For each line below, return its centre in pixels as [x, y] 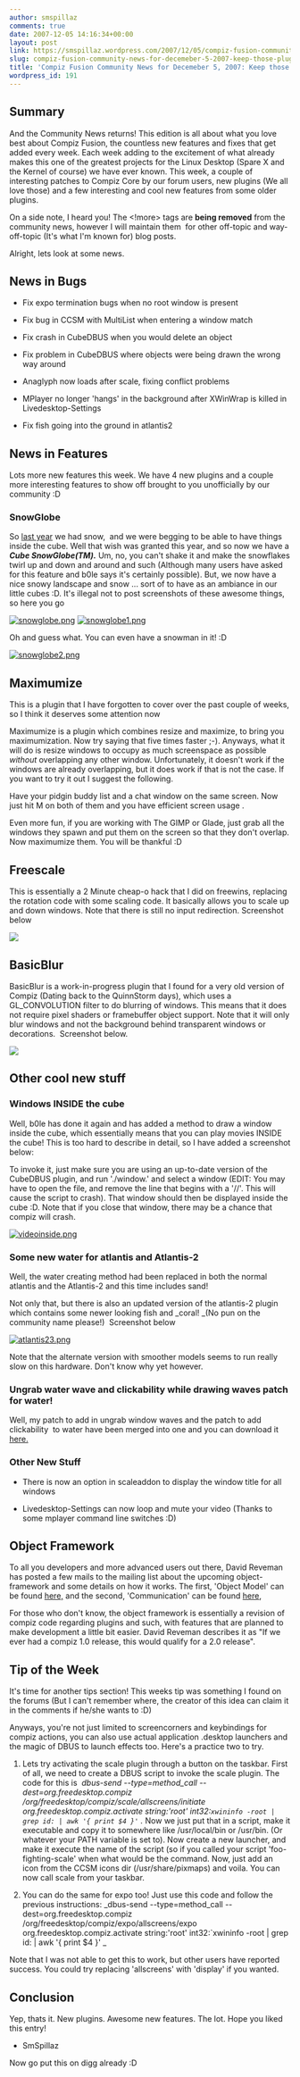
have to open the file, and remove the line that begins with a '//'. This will [142, 1188]
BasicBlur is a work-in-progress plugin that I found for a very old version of [147, 986]
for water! [31, 1400]
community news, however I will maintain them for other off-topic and [138, 226]
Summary [37, 112]
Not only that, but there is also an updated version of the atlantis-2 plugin [144, 1303]
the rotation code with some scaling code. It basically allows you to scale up [150, 901]
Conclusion [42, 1997]
